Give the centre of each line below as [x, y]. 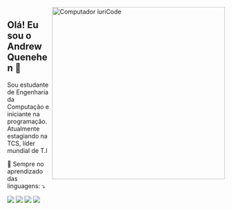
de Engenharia [28, 92]
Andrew [25, 46]
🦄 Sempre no [26, 164]
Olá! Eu [23, 25]
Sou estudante [28, 85]
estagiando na [28, 136]
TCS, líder [21, 143]
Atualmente [23, 128]
